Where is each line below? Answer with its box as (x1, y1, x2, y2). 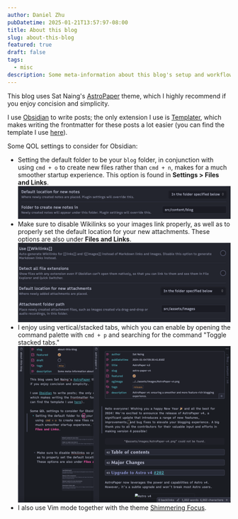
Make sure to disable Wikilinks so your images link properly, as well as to (17, 220, 230, 228)
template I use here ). (7, 128, 68, 136)
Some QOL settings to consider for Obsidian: (7, 142, 138, 150)
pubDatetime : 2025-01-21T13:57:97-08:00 (7, 18, 129, 26)
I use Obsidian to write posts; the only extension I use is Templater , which (7, 113, 222, 121)
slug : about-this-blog (7, 34, 74, 41)
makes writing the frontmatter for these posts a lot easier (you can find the (7, 121, 225, 129)
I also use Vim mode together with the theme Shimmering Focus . (17, 503, 207, 512)
